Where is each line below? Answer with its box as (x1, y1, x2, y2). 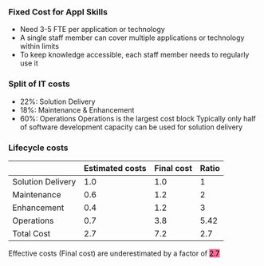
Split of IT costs (8, 78, 70, 89)
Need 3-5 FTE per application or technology (19, 25, 165, 34)
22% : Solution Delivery (19, 97, 96, 106)
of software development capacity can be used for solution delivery (19, 122, 243, 132)
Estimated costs (83, 162, 147, 173)
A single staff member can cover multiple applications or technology (19, 33, 245, 42)
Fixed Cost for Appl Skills (8, 6, 108, 18)
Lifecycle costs (8, 142, 69, 153)
